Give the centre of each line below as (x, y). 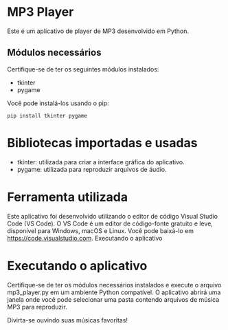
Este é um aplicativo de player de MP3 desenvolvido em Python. (98, 31)
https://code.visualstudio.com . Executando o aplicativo (85, 238)
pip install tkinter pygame (47, 115)
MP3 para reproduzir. (37, 307)
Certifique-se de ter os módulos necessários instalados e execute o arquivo (114, 285)
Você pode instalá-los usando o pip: (58, 103)
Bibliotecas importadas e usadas (102, 143)
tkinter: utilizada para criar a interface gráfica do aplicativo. (101, 162)
